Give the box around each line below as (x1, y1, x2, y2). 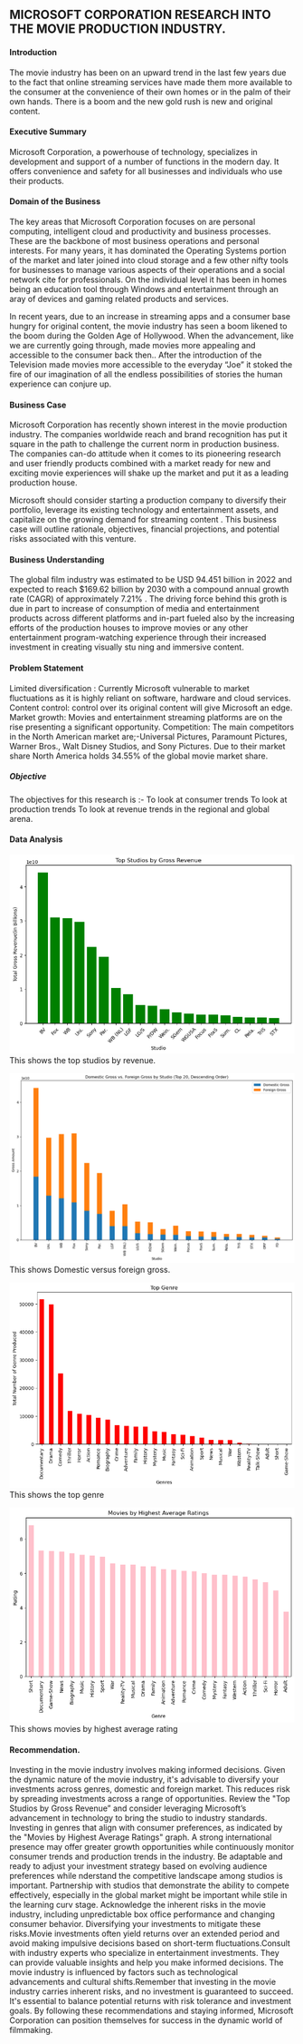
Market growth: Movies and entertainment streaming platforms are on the (9, 711, 283, 722)
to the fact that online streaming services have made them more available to (9, 76, 292, 87)
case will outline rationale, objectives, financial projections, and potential (9, 523, 280, 534)
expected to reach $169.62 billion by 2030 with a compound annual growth (9, 584, 289, 595)
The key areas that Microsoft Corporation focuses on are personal (9, 217, 256, 227)
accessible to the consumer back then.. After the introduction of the (9, 349, 262, 360)
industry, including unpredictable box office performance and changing (9, 1909, 276, 1920)
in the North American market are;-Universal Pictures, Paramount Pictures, (9, 730, 288, 742)
